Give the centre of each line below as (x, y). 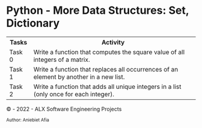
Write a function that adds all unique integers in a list (107, 87)
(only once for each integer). (74, 94)
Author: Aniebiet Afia (28, 120)
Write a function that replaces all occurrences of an (106, 69)
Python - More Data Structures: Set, (98, 11)
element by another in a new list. (79, 77)
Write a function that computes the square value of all (109, 52)
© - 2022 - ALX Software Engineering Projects (64, 109)
